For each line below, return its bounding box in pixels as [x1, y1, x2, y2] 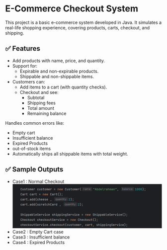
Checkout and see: [19, 89, 59, 95]
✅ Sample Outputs [5, 165, 64, 174]
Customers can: [12, 79, 45, 84]
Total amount [27, 105, 55, 111]
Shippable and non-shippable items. [19, 73, 94, 80]
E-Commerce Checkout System [5, 3, 138, 14]
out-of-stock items [12, 145, 51, 152]
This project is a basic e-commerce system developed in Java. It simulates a [5, 19, 162, 25]
